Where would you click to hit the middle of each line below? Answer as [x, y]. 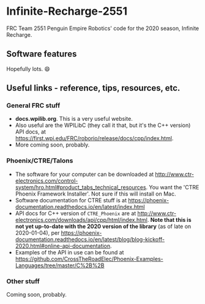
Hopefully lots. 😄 [28, 69]
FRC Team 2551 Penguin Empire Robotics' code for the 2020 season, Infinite [103, 28]
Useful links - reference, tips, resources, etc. [93, 88]
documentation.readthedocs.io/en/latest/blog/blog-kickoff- [90, 239]
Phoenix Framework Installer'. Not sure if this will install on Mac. [95, 194]
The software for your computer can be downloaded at [84, 174]
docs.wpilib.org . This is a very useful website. [74, 119]
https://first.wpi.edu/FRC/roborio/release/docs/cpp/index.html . [94, 139]
